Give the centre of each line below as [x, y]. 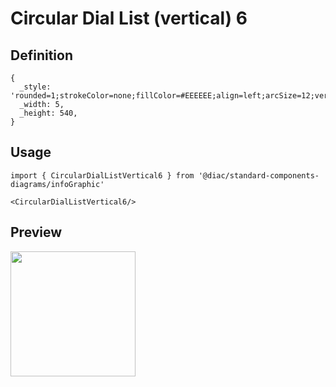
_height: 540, [48, 113]
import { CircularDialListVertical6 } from [102, 175]
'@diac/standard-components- [259, 175]
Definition [41, 55]
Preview [36, 232]
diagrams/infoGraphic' [57, 184]
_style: [35, 87]
